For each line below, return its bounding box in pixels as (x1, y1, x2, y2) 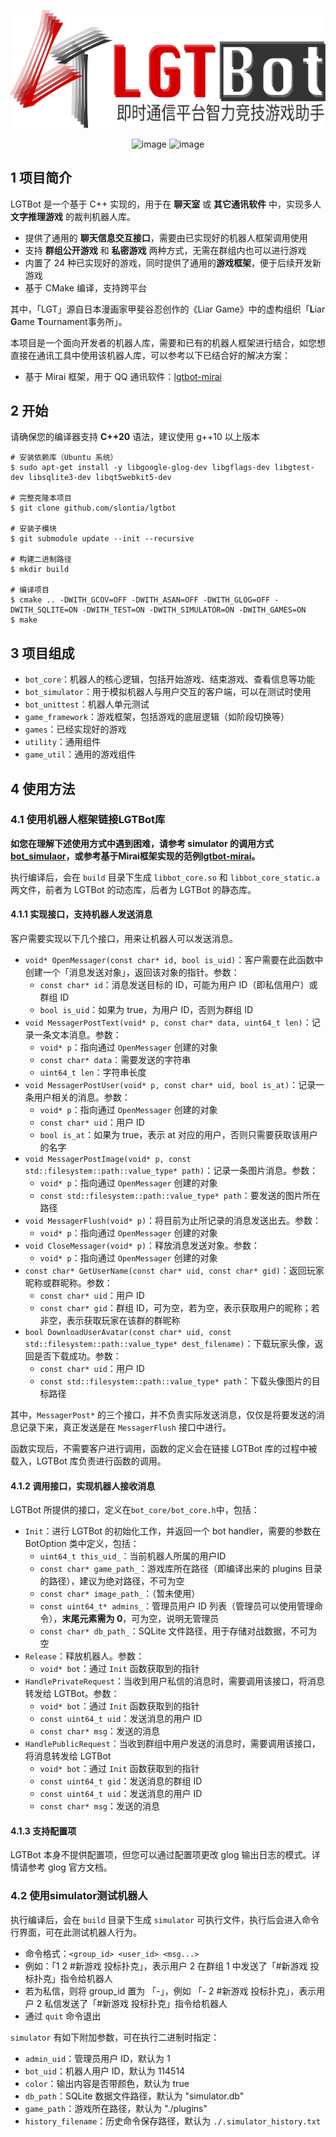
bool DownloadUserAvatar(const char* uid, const (24, 1328, 232, 1338)
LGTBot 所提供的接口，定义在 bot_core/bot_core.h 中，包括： (10, 1504, 260, 1516)
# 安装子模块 (10, 524, 57, 534)
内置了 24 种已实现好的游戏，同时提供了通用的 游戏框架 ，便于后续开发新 (24, 256, 322, 269)
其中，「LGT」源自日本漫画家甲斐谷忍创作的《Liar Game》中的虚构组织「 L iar (10, 303, 326, 315)
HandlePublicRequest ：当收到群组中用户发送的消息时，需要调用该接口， (24, 1738, 321, 1750)
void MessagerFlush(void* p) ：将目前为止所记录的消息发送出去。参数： (24, 1215, 322, 1227)
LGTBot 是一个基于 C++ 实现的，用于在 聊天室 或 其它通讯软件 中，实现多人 (10, 198, 322, 210)
